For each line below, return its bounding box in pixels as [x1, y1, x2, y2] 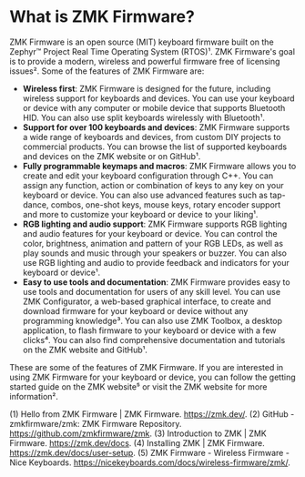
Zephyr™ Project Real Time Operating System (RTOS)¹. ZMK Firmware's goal [9, 46, 296, 56]
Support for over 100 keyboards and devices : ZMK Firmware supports [22, 121, 290, 133]
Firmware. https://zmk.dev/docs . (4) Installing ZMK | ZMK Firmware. [9, 437, 266, 448]
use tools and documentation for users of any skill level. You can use [22, 286, 280, 297]
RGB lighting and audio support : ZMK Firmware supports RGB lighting [22, 218, 288, 229]
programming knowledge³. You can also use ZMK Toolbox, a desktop [22, 315, 283, 326]
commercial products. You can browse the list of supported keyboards [22, 141, 288, 152]
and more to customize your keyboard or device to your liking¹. [22, 208, 259, 219]
